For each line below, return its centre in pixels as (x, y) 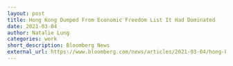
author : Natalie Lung (38, 33)
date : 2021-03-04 (32, 26)
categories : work (32, 39)
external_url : (28, 52)
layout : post (26, 13)
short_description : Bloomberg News (59, 45)
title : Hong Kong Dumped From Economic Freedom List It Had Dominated (111, 20)
